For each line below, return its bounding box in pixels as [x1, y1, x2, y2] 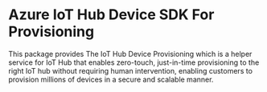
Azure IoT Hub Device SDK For [8, 6, 215, 24]
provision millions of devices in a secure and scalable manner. [8, 74, 214, 84]
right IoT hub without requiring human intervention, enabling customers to [8, 66, 253, 75]
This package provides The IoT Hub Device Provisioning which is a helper [8, 49, 253, 58]
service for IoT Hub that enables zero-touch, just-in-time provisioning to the [8, 58, 260, 67]
